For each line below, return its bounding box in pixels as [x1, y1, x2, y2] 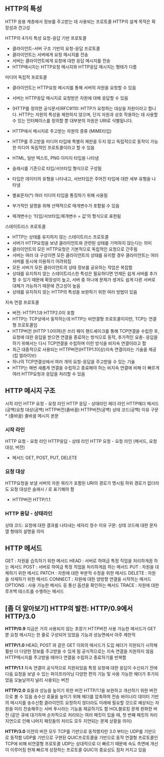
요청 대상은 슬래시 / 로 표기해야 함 [10, 486, 74, 492]
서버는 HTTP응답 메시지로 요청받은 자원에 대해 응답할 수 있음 [12, 95, 128, 101]
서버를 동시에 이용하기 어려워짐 [12, 258, 71, 264]
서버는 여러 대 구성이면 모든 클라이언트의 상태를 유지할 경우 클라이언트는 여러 [12, 252, 159, 258]
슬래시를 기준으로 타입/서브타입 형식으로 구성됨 [12, 165, 102, 171]
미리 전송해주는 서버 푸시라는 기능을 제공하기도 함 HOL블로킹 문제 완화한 [14, 706, 153, 712]
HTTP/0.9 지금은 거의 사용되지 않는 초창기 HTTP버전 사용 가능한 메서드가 [5, 626, 147, 632]
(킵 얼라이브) [12, 352, 37, 358]
